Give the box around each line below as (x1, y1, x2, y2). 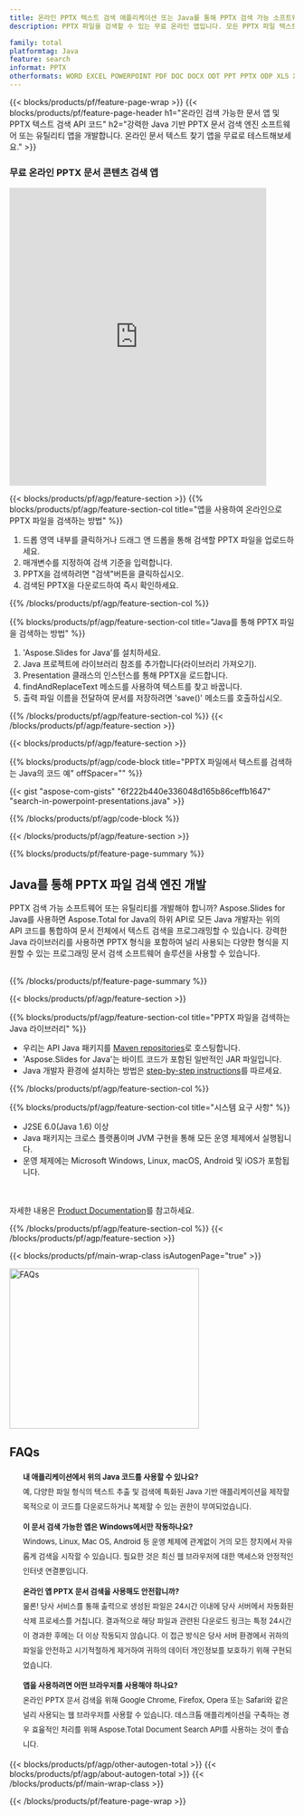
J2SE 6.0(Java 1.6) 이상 (22, 1121, 109, 1132)
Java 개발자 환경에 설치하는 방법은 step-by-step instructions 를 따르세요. (22, 1065, 282, 1076)
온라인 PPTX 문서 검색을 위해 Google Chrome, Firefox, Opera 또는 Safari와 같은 (22, 1694, 289, 1704)
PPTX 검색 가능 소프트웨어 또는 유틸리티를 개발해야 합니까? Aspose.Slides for (9, 903, 286, 913)
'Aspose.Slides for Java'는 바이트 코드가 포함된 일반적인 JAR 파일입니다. (22, 1053, 282, 1065)
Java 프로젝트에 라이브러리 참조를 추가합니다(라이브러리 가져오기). (22, 659, 257, 670)
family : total (9, 38, 63, 47)
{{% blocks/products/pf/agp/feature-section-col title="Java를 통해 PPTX (9, 617, 278, 628)
